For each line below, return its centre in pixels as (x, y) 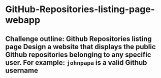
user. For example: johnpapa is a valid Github (76, 63)
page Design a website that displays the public (80, 47)
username (22, 70)
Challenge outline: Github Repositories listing (79, 39)
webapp (23, 20)
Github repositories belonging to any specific (78, 54)
